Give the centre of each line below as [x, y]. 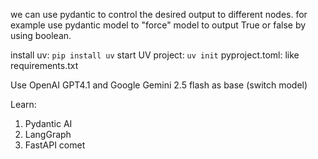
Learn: [23, 104]
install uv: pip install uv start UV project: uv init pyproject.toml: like [155, 55]
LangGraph [48, 134]
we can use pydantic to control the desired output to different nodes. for [159, 14]
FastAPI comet [55, 145]
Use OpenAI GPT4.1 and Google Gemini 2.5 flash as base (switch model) [159, 85]
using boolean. [41, 35]
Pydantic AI [48, 123]
